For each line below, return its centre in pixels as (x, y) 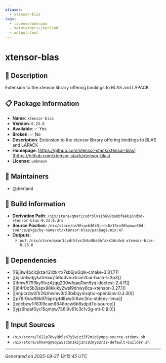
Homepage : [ (26, 150)
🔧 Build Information (35, 204)
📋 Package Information (42, 104)
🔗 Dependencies (31, 260)
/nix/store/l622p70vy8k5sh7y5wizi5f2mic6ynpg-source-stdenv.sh (79, 337)
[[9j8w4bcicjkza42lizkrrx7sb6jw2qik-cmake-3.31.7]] (65, 272)
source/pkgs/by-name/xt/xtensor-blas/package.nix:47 (68, 230)
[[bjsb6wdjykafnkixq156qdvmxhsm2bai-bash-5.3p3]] (66, 278)
